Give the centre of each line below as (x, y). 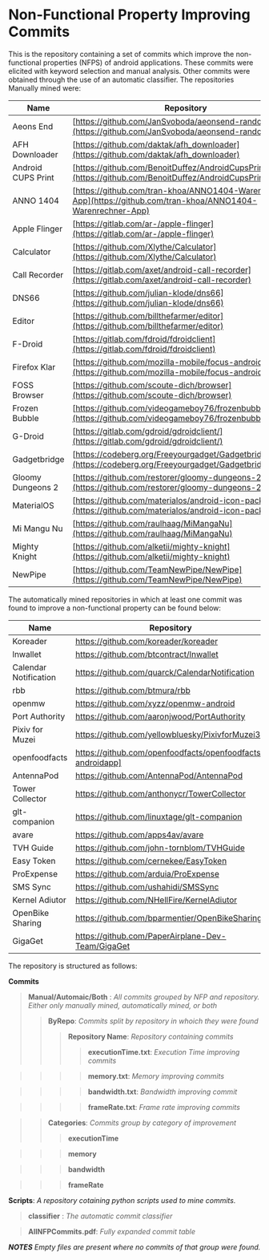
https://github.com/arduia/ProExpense (147, 873)
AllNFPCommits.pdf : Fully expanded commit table (112, 1231)
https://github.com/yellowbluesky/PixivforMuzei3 (168, 734)
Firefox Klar (34, 367)
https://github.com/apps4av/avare (139, 834)
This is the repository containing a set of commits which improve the (121, 54)
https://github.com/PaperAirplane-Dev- (151, 936)
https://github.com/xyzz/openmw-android (155, 703)
